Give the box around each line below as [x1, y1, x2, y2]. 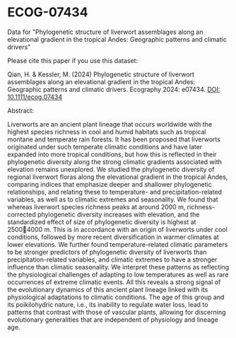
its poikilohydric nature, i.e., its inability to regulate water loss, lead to [7, 300, 208, 308]
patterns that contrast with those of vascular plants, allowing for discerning [7, 308, 226, 316]
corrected [7, 210, 37, 218]
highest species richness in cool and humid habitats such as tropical [7, 127, 206, 136]
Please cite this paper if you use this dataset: [7, 56, 138, 64]
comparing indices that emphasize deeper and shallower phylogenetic [7, 180, 212, 188]
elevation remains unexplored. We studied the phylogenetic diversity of [7, 165, 215, 173]
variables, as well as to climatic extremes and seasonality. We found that [7, 195, 218, 204]
